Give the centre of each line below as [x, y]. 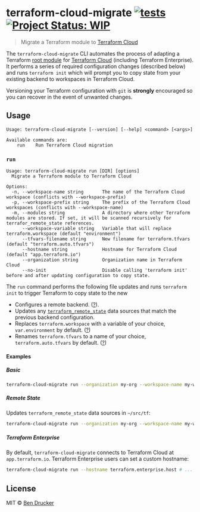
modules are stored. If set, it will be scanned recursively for [89, 218]
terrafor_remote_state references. [50, 223]
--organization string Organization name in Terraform [102, 260]
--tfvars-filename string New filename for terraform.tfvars [106, 239]
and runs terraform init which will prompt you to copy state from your [93, 72]
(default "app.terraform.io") [44, 255]
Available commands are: [37, 140]
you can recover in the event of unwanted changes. [69, 97]
